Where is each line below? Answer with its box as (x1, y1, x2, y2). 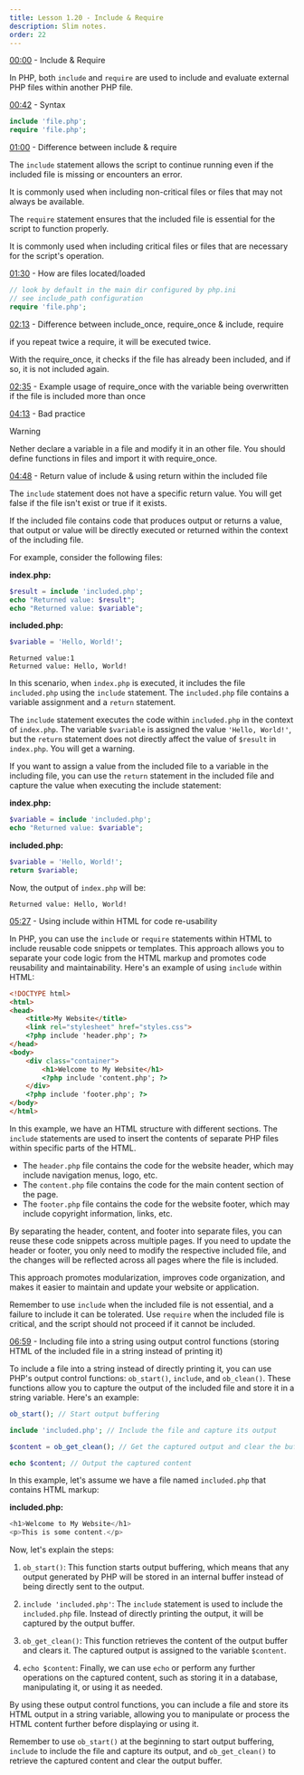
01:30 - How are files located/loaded (9, 268, 146, 279)
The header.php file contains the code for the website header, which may (22, 1159, 294, 1170)
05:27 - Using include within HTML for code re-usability (9, 915, 218, 926)
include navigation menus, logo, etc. (22, 1169, 158, 1180)
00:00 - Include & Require (9, 55, 106, 66)
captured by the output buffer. (22, 1618, 136, 1629)
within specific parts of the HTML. (9, 1142, 137, 1153)
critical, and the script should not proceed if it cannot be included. (9, 1318, 256, 1329)
